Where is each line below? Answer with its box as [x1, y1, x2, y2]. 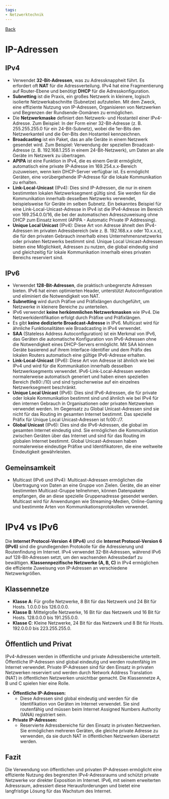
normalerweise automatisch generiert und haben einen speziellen [12, 373, 148, 380]
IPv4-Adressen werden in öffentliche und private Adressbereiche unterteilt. [5, 653, 161, 660]
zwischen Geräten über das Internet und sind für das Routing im [12, 433, 145, 439]
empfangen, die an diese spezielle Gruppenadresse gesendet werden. [12, 493, 158, 499]
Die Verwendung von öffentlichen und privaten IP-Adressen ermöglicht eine [5, 766, 162, 772]
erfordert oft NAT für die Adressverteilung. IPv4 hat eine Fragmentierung [12, 82, 163, 88]
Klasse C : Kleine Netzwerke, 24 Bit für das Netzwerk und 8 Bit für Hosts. [12, 620, 164, 626]
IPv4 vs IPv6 [5, 522, 59, 533]
